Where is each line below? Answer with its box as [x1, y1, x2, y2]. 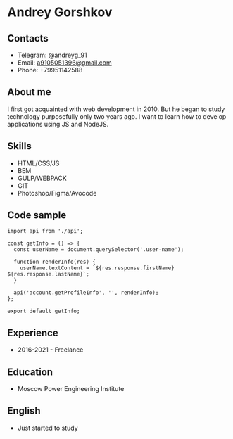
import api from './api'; [7, 228, 83, 235]
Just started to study [17, 424, 79, 432]
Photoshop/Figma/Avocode [17, 189, 97, 197]
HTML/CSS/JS [17, 159, 60, 167]
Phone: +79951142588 [17, 66, 83, 74]
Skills [7, 140, 32, 152]
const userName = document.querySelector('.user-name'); [13, 246, 184, 253]
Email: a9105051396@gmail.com [17, 58, 113, 67]
